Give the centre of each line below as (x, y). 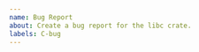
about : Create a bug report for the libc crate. (100, 26)
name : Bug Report (41, 17)
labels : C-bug (35, 33)
